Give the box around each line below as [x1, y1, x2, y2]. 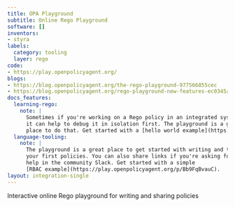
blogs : [7, 75, 27, 82]
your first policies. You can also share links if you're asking [25, 153, 220, 160]
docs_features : [7, 95, 52, 102]
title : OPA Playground [7, 10, 73, 17]
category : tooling [13, 49, 68, 56]
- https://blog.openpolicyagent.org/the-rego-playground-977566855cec [7, 82, 218, 89]
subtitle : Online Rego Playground [7, 17, 108, 24]
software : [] [7, 23, 45, 30]
